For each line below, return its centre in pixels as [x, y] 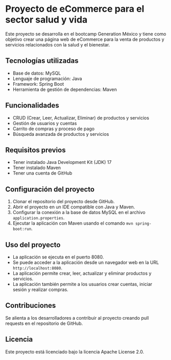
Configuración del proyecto [50, 189]
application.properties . [39, 218]
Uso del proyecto [33, 245]
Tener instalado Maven [37, 168]
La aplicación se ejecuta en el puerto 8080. [58, 257]
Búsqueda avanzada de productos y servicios [61, 134]
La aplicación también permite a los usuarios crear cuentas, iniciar [82, 284]
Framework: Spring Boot [38, 84]
